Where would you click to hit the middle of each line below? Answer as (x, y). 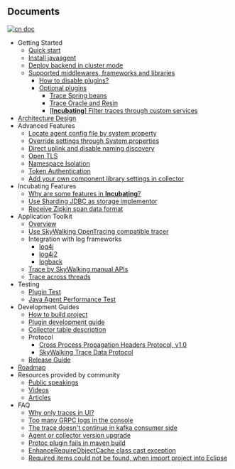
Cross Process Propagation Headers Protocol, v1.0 (113, 345)
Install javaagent (52, 58)
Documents (34, 12)
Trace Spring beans (78, 95)
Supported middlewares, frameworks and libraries (102, 72)
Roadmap (32, 367)
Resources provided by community (69, 374)
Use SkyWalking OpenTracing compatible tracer (98, 231)
